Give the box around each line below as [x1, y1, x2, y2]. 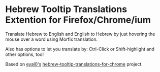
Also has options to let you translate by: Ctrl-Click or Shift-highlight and [5, 46, 155, 52]
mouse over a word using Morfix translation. [5, 36, 98, 42]
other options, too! [5, 51, 44, 57]
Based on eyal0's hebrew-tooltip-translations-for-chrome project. [5, 61, 143, 67]
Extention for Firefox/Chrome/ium [5, 14, 151, 26]
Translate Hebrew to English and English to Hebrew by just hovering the [5, 31, 155, 37]
